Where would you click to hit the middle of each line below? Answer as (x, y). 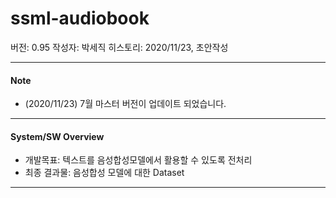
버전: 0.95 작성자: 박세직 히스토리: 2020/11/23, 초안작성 (119, 47)
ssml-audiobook (80, 18)
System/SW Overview (57, 136)
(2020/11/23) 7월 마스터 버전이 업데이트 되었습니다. (125, 104)
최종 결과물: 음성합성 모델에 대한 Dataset (104, 173)
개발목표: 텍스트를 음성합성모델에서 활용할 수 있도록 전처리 (138, 160)
